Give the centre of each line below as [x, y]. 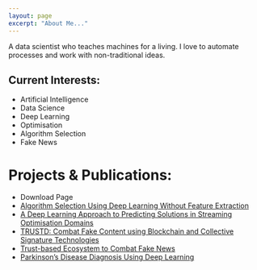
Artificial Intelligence [54, 100]
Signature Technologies [59, 240]
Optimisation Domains [57, 223]
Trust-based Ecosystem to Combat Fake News [97, 249]
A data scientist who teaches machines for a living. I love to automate [124, 46]
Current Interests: [55, 80]
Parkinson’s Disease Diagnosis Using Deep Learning [107, 257]
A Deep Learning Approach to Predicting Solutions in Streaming [126, 214]
